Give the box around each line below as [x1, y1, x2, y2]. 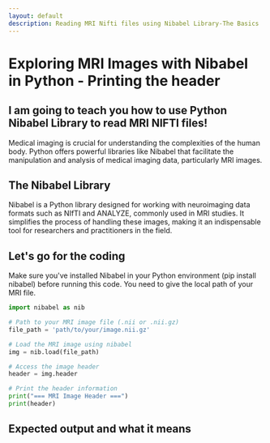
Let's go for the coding [8, 249, 126, 263]
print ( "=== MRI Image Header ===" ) [8, 392, 129, 401]
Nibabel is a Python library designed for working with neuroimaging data [8, 200, 251, 210]
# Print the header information [8, 385, 118, 393]
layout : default [8, 11, 63, 20]
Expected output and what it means [8, 422, 192, 436]
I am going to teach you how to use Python [8, 104, 228, 117]
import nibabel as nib [8, 304, 85, 312]
